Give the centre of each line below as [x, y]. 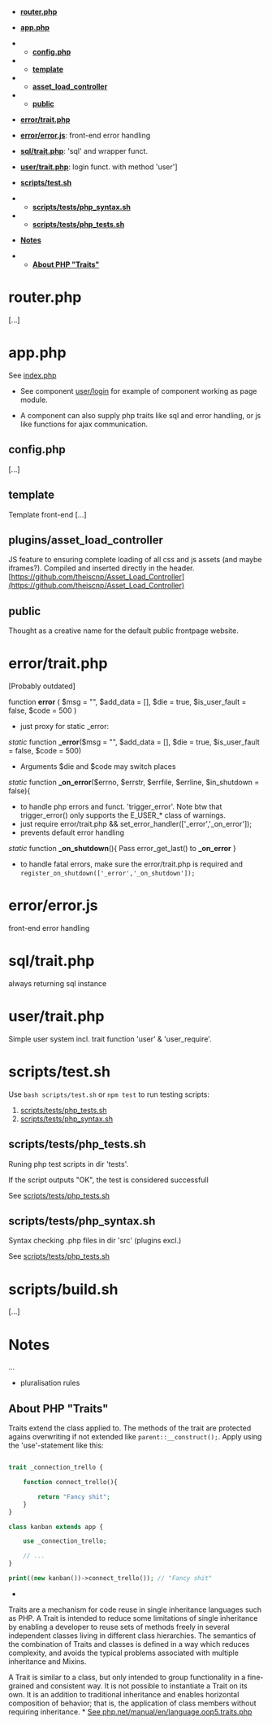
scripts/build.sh [63, 1289]
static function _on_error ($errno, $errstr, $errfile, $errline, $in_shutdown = [134, 782]
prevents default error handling [72, 832]
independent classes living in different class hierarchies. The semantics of [132, 1635]
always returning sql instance [58, 983]
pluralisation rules [50, 1383]
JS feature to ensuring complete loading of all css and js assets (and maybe [135, 560]
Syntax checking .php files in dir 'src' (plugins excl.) [95, 1241]
